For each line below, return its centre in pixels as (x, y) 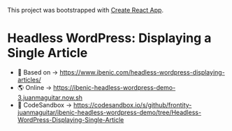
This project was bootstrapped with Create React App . (86, 10)
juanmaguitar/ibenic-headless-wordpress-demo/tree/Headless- (109, 112)
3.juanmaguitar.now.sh (50, 98)
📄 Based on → (37, 72)
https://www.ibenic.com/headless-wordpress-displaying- (142, 72)
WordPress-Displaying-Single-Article (71, 120)
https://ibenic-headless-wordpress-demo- (115, 87)
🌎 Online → (35, 87)
